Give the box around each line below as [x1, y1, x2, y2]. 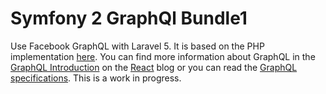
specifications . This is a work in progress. [10, 72, 182, 84]
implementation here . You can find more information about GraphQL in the [10, 50, 316, 62]
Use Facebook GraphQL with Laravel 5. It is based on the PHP [10, 40, 265, 52]
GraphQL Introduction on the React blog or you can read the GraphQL [10, 61, 298, 73]
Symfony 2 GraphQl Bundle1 [10, 7, 248, 30]
